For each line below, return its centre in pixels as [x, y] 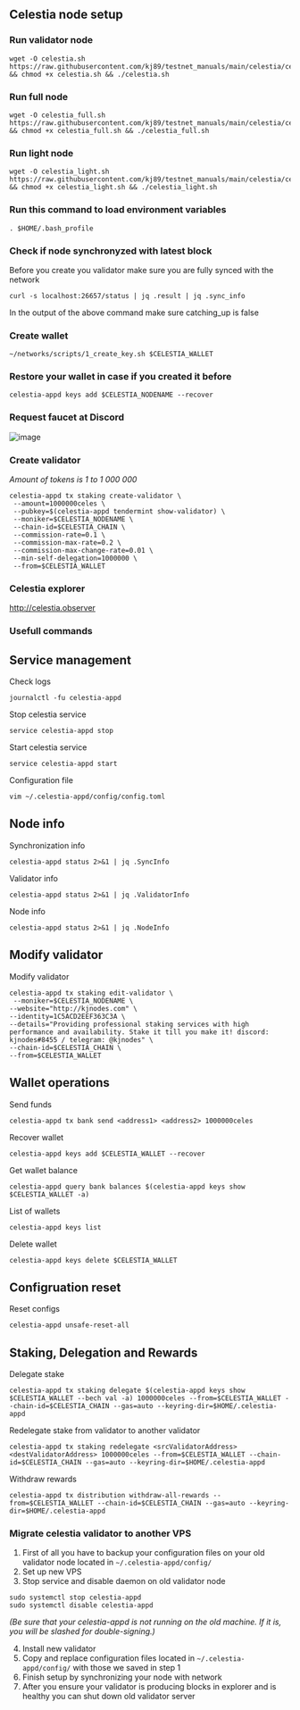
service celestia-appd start [63, 764]
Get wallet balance [44, 1170]
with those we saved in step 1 [127, 1668]
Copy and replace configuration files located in [108, 1658]
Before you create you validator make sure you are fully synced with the [142, 270]
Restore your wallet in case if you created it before [121, 377]
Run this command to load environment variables [118, 210]
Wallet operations [59, 1083]
